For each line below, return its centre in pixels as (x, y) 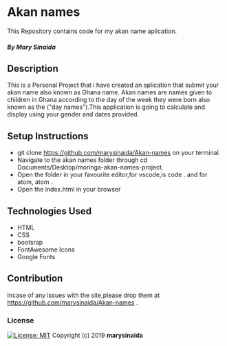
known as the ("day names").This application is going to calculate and (106, 107)
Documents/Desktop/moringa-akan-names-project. (90, 167)
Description (33, 69)
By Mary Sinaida (32, 47)
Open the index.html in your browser (69, 190)
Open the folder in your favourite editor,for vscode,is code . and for (112, 175)
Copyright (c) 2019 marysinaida (97, 336)
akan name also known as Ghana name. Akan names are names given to (110, 92)
